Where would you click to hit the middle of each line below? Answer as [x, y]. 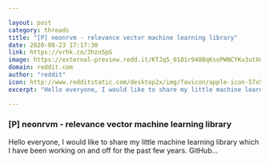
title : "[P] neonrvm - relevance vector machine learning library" [123, 38]
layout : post [30, 22]
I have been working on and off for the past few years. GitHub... [113, 150]
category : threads [39, 30]
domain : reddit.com [41, 68]
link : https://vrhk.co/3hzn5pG [60, 53]
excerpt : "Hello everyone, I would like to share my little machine [125, 89]
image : [19, 60]
